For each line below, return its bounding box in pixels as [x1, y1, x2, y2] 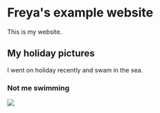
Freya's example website [7, 5, 154, 21]
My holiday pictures [7, 48, 95, 59]
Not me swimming [7, 83, 70, 92]
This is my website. [7, 28, 62, 36]
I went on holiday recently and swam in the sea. [7, 65, 143, 74]
